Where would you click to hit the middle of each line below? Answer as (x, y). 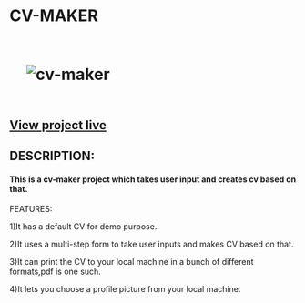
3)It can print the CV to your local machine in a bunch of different (132, 262)
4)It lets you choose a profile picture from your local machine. (125, 289)
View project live (58, 125)
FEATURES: (31, 209)
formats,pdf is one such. (56, 272)
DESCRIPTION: (52, 156)
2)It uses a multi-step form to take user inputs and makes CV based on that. (152, 244)
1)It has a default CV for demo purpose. (83, 227)
